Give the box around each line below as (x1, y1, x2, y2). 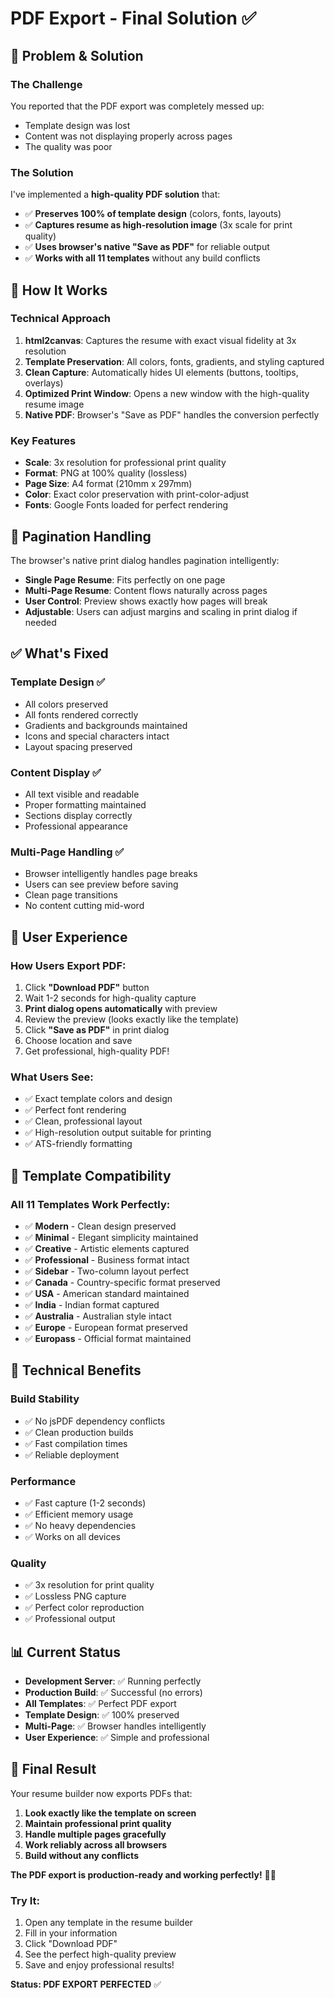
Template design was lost (24, 119, 131, 131)
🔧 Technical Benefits (10, 1362, 142, 1379)
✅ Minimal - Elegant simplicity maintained (24, 1231, 199, 1243)
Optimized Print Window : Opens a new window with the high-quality (24, 387, 310, 399)
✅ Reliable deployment (24, 1448, 120, 1461)
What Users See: (10, 1070, 94, 1084)
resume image (24, 398, 85, 410)
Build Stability (10, 1392, 80, 1406)
